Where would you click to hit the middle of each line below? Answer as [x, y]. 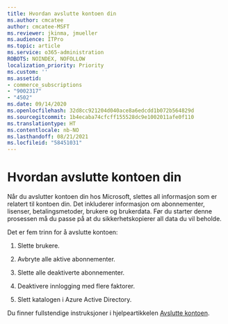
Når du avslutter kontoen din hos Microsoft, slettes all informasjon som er [112, 197]
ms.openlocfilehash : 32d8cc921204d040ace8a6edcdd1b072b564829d [101, 111]
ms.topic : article [34, 46]
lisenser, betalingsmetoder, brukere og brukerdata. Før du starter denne [110, 211]
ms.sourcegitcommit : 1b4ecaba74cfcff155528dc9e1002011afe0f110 [101, 117]
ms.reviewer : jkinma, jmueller [52, 33]
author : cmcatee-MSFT [39, 26]
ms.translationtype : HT [42, 123]
